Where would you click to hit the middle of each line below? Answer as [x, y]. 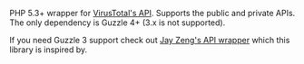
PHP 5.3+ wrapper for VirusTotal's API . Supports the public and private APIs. [152, 13]
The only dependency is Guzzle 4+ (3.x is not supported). [118, 23]
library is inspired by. [49, 50]
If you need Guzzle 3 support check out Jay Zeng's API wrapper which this [150, 40]
